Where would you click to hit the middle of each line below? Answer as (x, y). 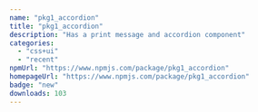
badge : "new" (34, 85)
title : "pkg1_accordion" (56, 26)
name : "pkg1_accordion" (55, 18)
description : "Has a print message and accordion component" (128, 34)
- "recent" (38, 60)
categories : (32, 43)
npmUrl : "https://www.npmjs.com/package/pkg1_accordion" (119, 69)
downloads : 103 (38, 93)
